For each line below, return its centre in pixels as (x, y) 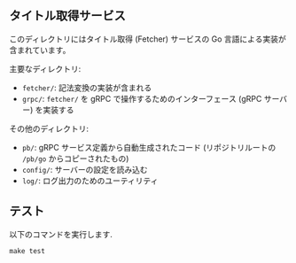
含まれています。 (40, 50)
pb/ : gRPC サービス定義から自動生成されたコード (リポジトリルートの (149, 147)
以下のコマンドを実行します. (61, 234)
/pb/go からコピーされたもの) (75, 159)
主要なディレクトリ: (45, 68)
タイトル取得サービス (67, 16)
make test (27, 251)
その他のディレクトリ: (49, 128)
